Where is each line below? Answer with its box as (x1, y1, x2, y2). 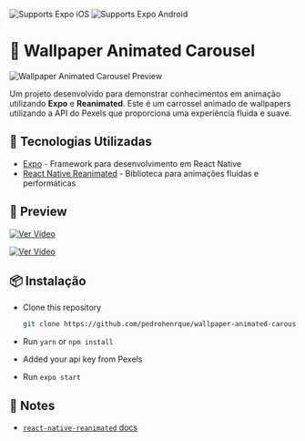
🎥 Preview (9, 204, 67, 220)
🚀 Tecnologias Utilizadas (9, 134, 152, 149)
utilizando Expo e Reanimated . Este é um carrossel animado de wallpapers (9, 97, 291, 108)
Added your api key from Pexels (22, 354, 143, 364)
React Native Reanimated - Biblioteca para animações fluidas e (22, 168, 259, 179)
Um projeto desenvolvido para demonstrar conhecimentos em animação (9, 87, 281, 99)
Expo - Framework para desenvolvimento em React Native (22, 158, 242, 169)
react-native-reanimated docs (22, 422, 138, 433)
